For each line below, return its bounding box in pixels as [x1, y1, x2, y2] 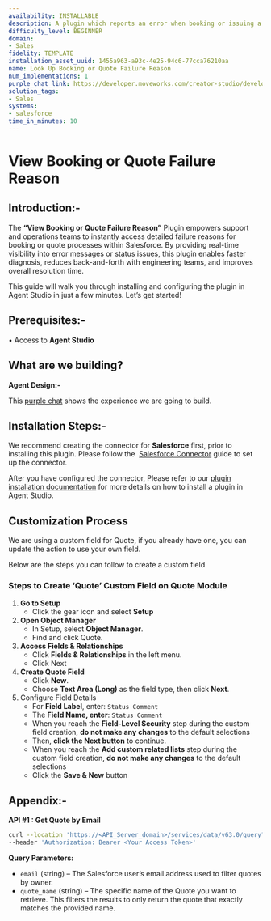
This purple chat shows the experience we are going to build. [8, 396, 212, 405]
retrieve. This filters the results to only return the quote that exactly [19, 894, 244, 904]
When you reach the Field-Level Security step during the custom [31, 719, 250, 728]
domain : [8, 34, 35, 43]
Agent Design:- [8, 380, 61, 389]
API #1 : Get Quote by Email [8, 815, 101, 826]
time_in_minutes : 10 [8, 117, 78, 125]
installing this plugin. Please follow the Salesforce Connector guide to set [8, 449, 253, 459]
